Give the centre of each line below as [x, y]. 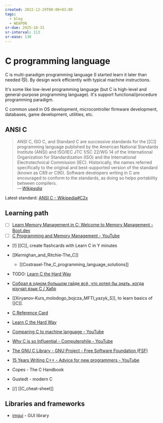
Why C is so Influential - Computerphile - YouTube [63, 341]
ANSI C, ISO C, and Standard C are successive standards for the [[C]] [87, 141]
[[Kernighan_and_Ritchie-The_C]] [45, 255]
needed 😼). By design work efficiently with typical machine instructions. [78, 80]
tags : [10, 14]
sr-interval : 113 [23, 32]
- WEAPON [18, 23]
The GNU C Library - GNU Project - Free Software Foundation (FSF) [80, 351]
